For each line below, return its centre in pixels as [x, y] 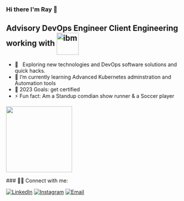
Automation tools [35, 83]
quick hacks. [30, 70]
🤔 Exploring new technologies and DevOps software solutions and [96, 64]
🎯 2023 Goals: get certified [47, 89]
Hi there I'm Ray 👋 [32, 9]
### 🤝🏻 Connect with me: [37, 180]
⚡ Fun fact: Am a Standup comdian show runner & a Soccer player [94, 96]
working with [30, 43]
